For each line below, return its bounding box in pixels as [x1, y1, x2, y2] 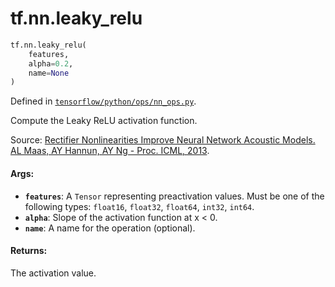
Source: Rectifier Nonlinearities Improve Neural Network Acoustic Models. [10, 134, 316, 146]
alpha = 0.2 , [28, 58, 74, 69]
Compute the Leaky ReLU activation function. [10, 115, 198, 127]
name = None [28, 68, 70, 78]
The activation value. [10, 267, 97, 279]
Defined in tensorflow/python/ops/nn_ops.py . [10, 95, 197, 107]
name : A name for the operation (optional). [24, 222, 196, 234]
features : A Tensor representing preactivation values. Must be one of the [24, 190, 325, 202]
